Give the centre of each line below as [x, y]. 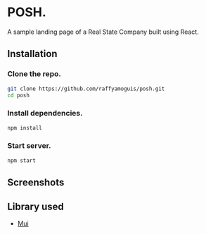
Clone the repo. [34, 74]
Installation [32, 54]
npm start [22, 160]
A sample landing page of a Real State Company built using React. [103, 32]
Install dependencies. [45, 113]
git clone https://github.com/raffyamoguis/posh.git [86, 89]
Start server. [29, 146]
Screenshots [36, 183]
